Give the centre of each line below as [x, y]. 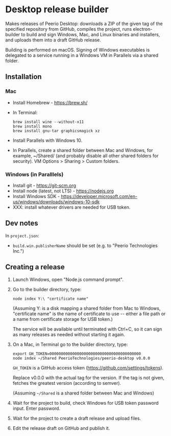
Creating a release [35, 267]
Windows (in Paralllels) [34, 174]
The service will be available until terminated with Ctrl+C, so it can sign [87, 329]
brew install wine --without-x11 [48, 122]
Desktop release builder [57, 9]
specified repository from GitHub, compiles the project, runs [69, 29]
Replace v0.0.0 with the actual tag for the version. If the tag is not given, [88, 378]
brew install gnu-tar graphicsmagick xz [56, 131]
